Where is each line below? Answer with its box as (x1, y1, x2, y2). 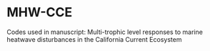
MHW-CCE (6, 4, 73, 21)
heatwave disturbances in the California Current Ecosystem (6, 35, 182, 43)
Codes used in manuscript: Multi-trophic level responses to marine (6, 28, 203, 36)
